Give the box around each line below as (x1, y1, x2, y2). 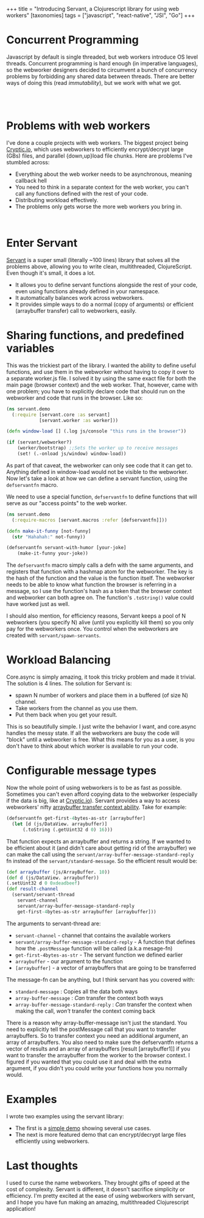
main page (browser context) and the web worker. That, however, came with (6, 381, 198, 388)
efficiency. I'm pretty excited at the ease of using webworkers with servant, (6, 1192, 195, 1199)
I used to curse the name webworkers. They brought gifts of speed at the (6, 1179, 190, 1186)
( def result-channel (6, 886, 59, 892)
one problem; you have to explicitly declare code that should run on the (6, 387, 186, 395)
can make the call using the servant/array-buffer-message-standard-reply (6, 850, 194, 858)
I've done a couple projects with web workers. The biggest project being (6, 139, 189, 146)
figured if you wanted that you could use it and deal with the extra (6, 1058, 172, 1065)
